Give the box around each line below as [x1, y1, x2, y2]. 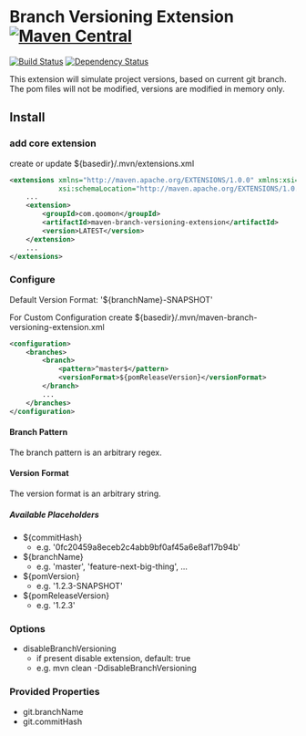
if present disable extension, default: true [36, 653, 191, 664]
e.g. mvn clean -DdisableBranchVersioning [36, 663, 198, 674]
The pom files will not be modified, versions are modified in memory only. [9, 83, 285, 94]
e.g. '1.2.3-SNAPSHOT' [36, 580, 123, 591]
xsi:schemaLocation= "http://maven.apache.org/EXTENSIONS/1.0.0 [57, 184, 303, 193]
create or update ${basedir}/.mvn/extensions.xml [9, 158, 195, 169]
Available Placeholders [9, 509, 100, 520]
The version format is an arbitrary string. [9, 488, 161, 499]
